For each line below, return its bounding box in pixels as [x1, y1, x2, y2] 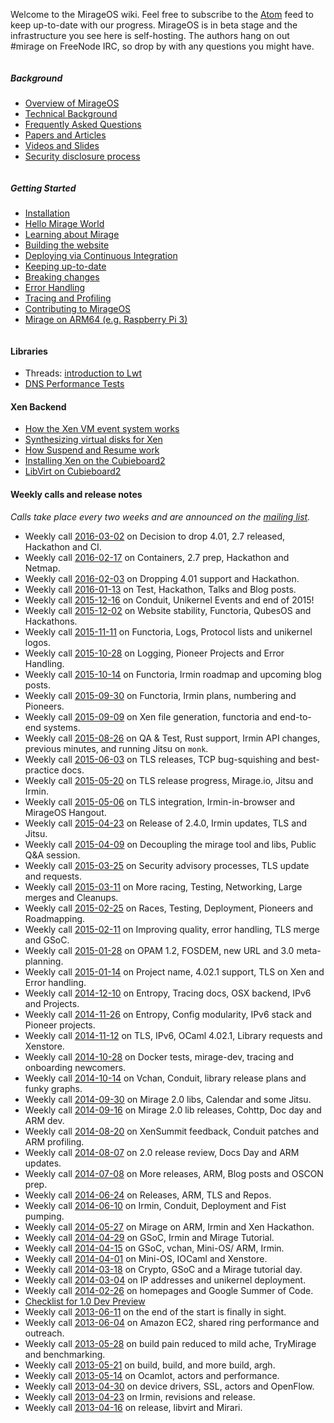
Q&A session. [24, 849, 81, 861]
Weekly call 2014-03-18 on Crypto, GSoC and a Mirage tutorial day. [24, 1263, 303, 1275]
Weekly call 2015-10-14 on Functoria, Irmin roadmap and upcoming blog [24, 668, 322, 680]
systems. [43, 721, 81, 733]
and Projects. [24, 997, 80, 1009]
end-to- [279, 710, 312, 723]
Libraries [10, 345, 48, 357]
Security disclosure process [24, 150, 141, 162]
